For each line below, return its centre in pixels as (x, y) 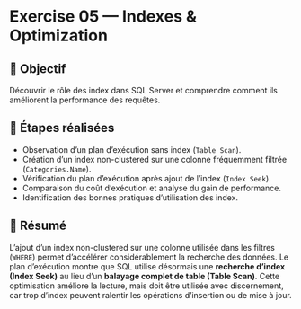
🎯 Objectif (38, 69)
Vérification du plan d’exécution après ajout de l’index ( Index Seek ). (146, 178)
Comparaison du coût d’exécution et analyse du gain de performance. (151, 188)
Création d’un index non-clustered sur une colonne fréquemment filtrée (155, 159)
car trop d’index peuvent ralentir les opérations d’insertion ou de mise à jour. (150, 295)
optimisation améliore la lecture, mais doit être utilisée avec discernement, (147, 286)
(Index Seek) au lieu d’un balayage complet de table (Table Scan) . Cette (145, 276)
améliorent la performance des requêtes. (85, 100)
